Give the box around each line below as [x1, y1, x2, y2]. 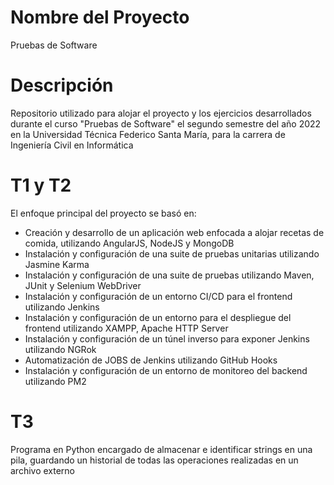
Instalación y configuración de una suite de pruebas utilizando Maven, [24, 269, 315, 281]
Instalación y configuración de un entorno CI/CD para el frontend [24, 290, 293, 302]
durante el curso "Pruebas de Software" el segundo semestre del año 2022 [10, 117, 322, 130]
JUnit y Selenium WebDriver [24, 279, 142, 291]
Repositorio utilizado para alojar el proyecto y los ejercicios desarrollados [10, 107, 312, 119]
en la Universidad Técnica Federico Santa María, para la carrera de [10, 128, 286, 140]
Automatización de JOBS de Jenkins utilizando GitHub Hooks [24, 354, 278, 366]
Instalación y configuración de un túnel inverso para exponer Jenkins [24, 332, 310, 345]
